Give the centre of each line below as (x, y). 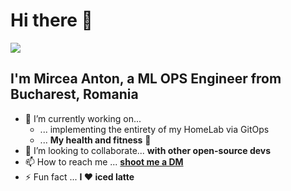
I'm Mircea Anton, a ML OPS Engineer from (146, 79)
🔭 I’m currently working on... (83, 118)
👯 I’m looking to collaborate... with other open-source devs (148, 150)
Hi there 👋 (51, 20)
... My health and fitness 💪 (95, 140)
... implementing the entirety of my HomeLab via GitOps (154, 129)
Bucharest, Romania (74, 94)
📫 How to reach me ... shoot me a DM (104, 161)
